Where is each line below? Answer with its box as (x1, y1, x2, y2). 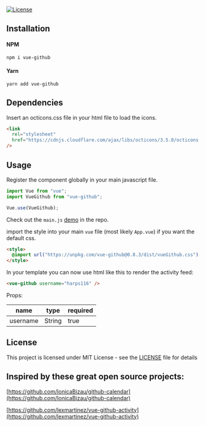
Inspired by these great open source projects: (6, 371, 185, 382)
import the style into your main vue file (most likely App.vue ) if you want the (6, 228, 195, 235)
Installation (6, 23, 50, 34)
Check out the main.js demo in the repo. (6, 215, 109, 223)
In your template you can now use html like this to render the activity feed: (6, 269, 194, 276)
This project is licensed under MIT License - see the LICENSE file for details (6, 354, 198, 361)
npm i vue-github (6, 54, 51, 61)
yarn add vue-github (6, 80, 59, 87)
